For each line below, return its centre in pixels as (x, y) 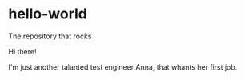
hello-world (48, 14)
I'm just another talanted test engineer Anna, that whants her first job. (123, 67)
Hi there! (22, 51)
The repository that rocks (50, 36)
